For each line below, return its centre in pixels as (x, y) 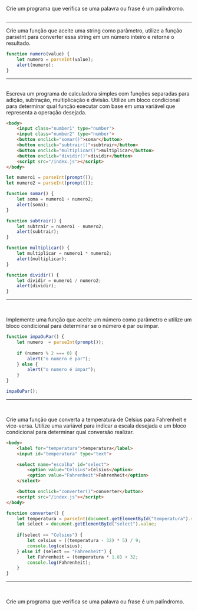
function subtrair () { (34, 221)
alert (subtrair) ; (38, 232)
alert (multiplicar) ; (42, 259)
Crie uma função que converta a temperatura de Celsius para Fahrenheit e (96, 419)
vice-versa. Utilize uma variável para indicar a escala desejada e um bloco (96, 426)
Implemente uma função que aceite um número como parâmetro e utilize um (99, 320)
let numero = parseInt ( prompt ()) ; (60, 342)
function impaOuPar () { (35, 337)
